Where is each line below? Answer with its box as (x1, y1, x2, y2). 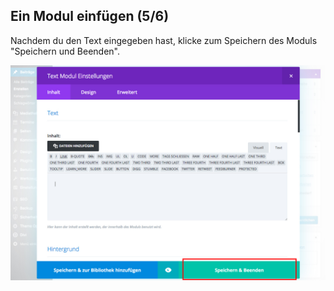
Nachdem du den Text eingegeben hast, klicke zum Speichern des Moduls (10, 34, 318, 46)
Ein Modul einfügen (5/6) (10, 8, 170, 25)
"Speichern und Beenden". (10, 45, 120, 57)
